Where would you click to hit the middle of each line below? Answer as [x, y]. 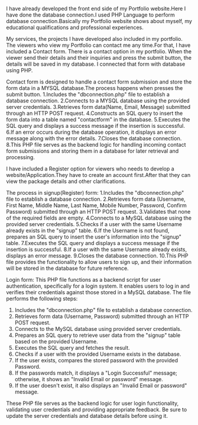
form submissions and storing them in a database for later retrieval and [92, 151]
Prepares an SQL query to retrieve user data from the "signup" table [98, 335]
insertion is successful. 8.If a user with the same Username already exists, [97, 249]
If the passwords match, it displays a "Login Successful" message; [96, 373]
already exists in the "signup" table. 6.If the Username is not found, [88, 231]
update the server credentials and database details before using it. [87, 416]
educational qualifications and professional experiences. [75, 27]
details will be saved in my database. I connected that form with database [96, 64]
